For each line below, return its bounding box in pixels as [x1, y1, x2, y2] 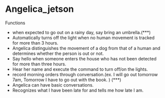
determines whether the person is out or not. [12, 50, 104, 56]
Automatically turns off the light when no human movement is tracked [12, 35, 155, 41]
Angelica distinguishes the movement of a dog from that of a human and [12, 45, 161, 51]
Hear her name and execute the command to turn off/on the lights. [12, 66, 148, 72]
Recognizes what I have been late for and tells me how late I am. [12, 87, 144, 93]
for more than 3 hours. [12, 40, 58, 46]
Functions [5, 20, 26, 26]
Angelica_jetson [5, 3, 74, 15]
